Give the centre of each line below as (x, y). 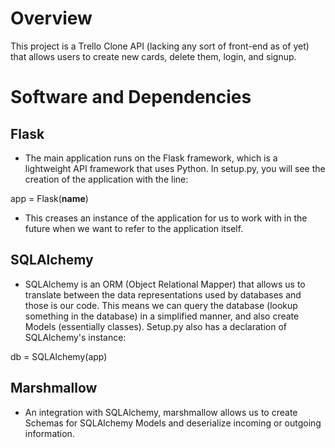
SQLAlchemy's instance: (75, 337)
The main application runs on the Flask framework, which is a (151, 158)
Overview (51, 18)
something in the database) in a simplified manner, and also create (162, 316)
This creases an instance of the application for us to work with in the (166, 218)
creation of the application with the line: (106, 179)
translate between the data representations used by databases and (163, 294)
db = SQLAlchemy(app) (59, 356)
